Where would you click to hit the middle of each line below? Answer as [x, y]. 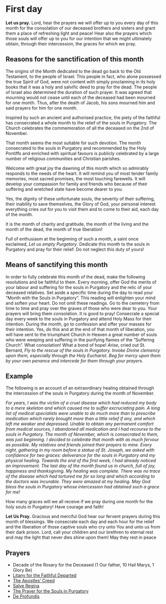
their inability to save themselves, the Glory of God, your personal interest [81, 204]
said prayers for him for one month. [42, 108]
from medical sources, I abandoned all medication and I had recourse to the [83, 429]
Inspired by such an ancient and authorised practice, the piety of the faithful [83, 118]
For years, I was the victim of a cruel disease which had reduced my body [81, 403]
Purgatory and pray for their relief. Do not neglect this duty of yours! [75, 249]
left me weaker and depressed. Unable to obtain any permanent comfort [80, 424]
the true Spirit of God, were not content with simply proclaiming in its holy [81, 81]
